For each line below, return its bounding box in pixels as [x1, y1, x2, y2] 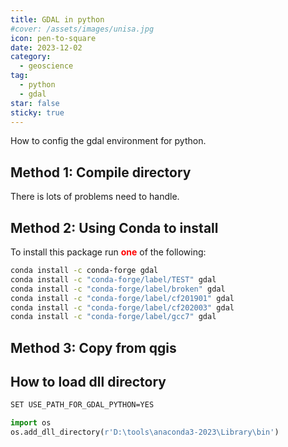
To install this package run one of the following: [10, 246, 207, 258]
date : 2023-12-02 [10, 42, 83, 53]
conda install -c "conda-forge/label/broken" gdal [10, 284, 226, 294]
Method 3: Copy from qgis [10, 339, 177, 356]
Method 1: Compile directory [10, 164, 192, 181]
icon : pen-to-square [10, 33, 97, 43]
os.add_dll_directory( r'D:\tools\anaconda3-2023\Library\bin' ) [10, 427, 280, 438]
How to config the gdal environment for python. [10, 135, 207, 147]
